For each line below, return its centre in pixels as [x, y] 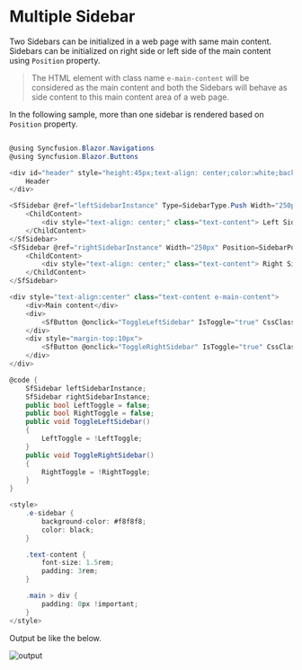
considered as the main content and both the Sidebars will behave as [159, 87]
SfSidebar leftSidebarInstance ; [86, 388]
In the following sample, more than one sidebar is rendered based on [137, 114]
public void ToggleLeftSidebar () [88, 422]
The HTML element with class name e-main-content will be [140, 77]
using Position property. [55, 60]
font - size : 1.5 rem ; [78, 563]
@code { [24, 380]
